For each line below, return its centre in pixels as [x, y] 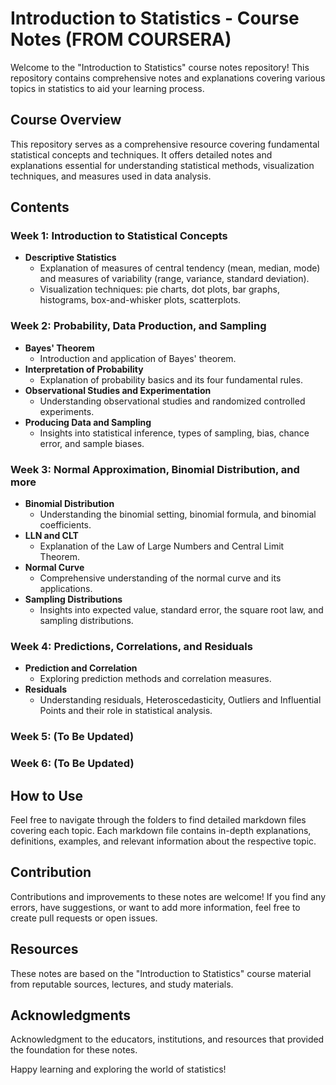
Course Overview [66, 120]
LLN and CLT [51, 536]
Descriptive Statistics [70, 258]
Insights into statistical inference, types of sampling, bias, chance [174, 433]
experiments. [67, 411]
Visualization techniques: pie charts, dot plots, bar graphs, [159, 289]
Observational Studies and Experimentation [118, 390]
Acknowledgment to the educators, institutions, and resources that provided [167, 1039]
